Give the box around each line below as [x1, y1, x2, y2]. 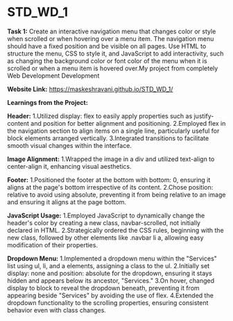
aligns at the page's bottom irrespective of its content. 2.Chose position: [7, 183, 214, 191]
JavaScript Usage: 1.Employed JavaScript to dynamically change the [7, 211, 205, 220]
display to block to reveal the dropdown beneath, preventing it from [7, 283, 200, 292]
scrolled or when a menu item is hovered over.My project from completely [7, 64, 218, 72]
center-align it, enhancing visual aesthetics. [7, 162, 132, 170]
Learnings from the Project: [7, 98, 88, 106]
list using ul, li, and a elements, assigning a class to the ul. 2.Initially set [7, 261, 210, 270]
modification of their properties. [7, 240, 98, 249]
